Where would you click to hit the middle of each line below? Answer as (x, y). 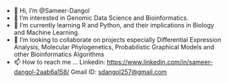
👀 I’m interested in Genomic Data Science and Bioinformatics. (101, 18)
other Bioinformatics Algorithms (59, 54)
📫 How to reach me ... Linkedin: (59, 62)
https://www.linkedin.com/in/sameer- (160, 62)
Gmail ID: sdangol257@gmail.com (119, 72)
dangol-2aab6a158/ (41, 72)
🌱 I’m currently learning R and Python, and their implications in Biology (114, 25)
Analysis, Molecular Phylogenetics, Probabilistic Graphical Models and (114, 47)
